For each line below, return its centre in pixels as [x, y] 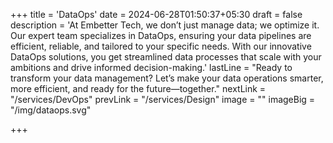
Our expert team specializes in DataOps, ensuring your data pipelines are [161, 35]
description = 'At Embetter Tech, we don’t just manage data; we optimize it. [165, 25]
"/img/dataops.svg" [51, 110]
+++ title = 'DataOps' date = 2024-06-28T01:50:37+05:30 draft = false [156, 14]
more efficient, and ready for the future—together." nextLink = [138, 88]
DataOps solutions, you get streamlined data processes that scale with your [166, 57]
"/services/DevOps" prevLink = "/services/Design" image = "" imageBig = [163, 99]
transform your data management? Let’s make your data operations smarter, [167, 78]
